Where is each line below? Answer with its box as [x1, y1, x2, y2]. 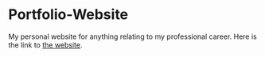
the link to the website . [8, 40, 83, 49]
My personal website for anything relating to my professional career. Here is [8, 32, 257, 41]
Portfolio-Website [8, 6, 129, 24]
